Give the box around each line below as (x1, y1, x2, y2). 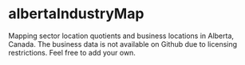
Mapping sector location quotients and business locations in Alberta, (8, 31, 234, 40)
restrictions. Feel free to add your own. (8, 48, 136, 57)
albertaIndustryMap (8, 5, 144, 23)
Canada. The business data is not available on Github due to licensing (8, 39, 238, 48)
